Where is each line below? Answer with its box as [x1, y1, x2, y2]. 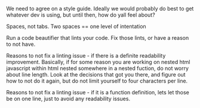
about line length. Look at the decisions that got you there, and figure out [6, 71, 186, 78]
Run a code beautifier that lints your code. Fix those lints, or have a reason [6, 34, 189, 41]
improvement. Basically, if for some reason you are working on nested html [6, 59, 190, 65]
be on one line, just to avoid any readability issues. [6, 95, 130, 102]
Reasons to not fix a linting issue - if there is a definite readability [6, 52, 166, 59]
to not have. [6, 41, 36, 47]
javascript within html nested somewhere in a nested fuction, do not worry [6, 65, 189, 72]
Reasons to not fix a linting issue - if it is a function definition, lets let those [6, 89, 190, 96]
